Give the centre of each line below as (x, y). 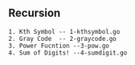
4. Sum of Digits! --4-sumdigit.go (68, 53)
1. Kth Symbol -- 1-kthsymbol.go (64, 31)
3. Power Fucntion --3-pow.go (59, 46)
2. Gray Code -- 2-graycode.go (62, 39)
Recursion (35, 13)
